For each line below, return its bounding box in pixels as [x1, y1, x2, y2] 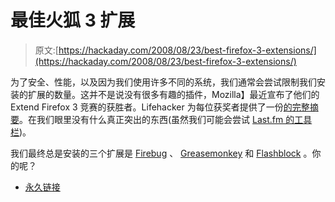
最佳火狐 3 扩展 [10, 9, 136, 32]
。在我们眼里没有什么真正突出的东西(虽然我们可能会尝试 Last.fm [19, 113, 284, 125]
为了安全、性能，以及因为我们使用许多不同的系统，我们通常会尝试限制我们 [10, 76, 317, 88]
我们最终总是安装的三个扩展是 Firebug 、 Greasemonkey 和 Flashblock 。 [10, 147, 313, 159]
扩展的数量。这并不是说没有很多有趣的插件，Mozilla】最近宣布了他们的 [27, 88, 320, 100]
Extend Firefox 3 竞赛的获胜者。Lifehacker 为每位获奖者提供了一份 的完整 [10, 101, 310, 113]
